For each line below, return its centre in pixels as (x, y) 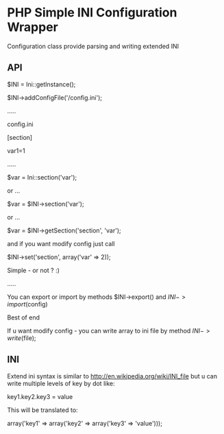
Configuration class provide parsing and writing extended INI (93, 46)
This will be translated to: (42, 410)
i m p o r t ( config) (27, 304)
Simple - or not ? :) (34, 270)
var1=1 (16, 150)
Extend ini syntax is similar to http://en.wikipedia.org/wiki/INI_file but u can (112, 376)
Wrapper (33, 27)
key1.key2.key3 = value (40, 396)
